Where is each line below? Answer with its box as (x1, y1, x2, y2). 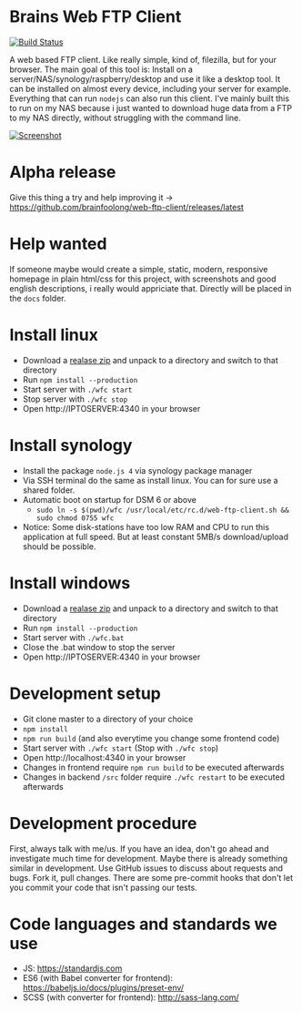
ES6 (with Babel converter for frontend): (22, 973, 174, 984)
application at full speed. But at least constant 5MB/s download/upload (22, 531, 289, 542)
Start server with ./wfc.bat (22, 631, 125, 643)
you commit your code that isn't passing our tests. (9, 882, 197, 893)
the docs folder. (9, 292, 66, 303)
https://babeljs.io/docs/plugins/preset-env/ (22, 982, 185, 994)
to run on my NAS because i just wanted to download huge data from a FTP (9, 102, 293, 113)
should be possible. (22, 540, 97, 552)
